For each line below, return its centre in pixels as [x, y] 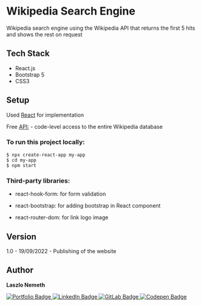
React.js [25, 68]
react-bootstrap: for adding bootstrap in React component [88, 206]
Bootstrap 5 [30, 75]
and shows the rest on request [45, 34]
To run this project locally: [46, 142]
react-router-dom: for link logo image [62, 217]
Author [20, 270]
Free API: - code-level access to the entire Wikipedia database [84, 126]
